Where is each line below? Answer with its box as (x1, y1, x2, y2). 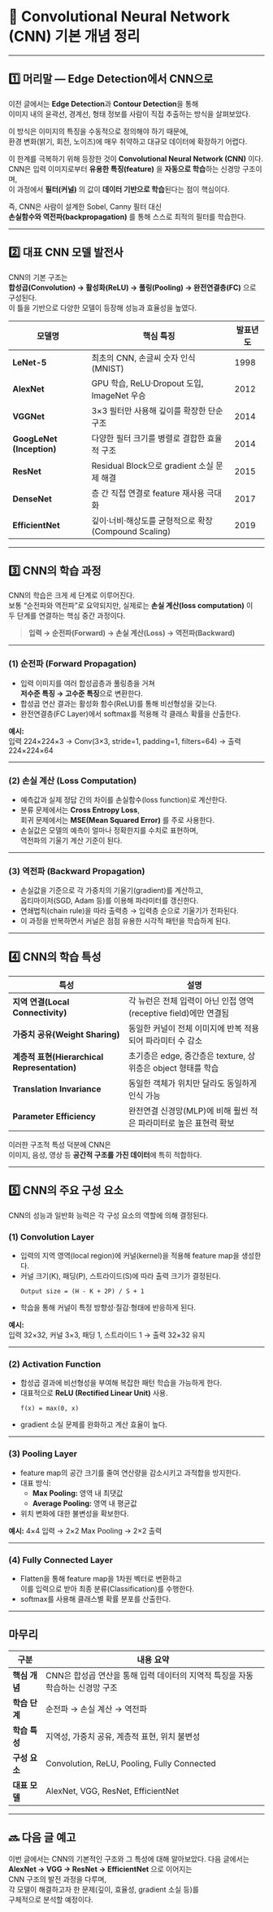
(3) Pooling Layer (8, 1448, 77, 1459)
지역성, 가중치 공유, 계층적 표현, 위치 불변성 (45, 1730, 201, 1742)
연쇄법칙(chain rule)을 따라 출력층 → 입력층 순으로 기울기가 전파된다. (19, 906, 239, 916)
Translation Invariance (12, 1083, 102, 1095)
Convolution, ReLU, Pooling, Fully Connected (45, 1757, 217, 1769)
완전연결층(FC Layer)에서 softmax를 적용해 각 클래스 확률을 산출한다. (19, 708, 241, 719)
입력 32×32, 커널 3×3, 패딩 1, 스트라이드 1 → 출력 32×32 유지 (8, 1330, 206, 1340)
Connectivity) (12, 1007, 67, 1018)
